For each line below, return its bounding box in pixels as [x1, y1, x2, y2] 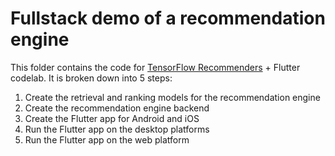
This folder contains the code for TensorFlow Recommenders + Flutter [10, 61, 301, 73]
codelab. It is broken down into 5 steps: [10, 72, 173, 84]
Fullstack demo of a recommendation [10, 7, 326, 30]
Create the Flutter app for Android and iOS [24, 112, 200, 124]
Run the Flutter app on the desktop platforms [24, 123, 210, 135]
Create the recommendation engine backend [24, 102, 210, 114]
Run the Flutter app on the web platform [24, 133, 190, 146]
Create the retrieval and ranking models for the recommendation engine [24, 91, 321, 103]
